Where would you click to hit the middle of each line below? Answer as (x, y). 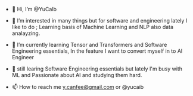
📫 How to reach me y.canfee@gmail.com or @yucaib (78, 87)
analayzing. (26, 33)
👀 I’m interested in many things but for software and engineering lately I (99, 20)
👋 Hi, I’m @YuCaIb (34, 9)
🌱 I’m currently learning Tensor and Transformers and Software (89, 45)
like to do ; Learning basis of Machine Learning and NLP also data (93, 27)
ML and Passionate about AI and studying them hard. (77, 75)
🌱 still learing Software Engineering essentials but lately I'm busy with (97, 69)
